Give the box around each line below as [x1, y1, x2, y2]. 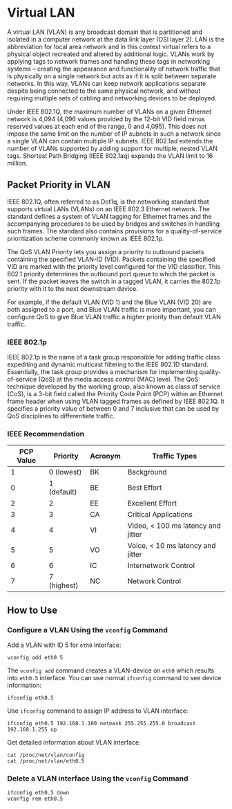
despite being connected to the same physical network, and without [7, 87, 201, 95]
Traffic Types [151, 452, 197, 461]
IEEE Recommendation [7, 429, 85, 438]
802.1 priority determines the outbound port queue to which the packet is [7, 269, 215, 278]
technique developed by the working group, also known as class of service [7, 382, 221, 391]
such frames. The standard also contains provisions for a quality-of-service [7, 226, 222, 235]
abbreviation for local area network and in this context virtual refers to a [7, 42, 211, 51]
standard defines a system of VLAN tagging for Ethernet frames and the [7, 212, 212, 220]
